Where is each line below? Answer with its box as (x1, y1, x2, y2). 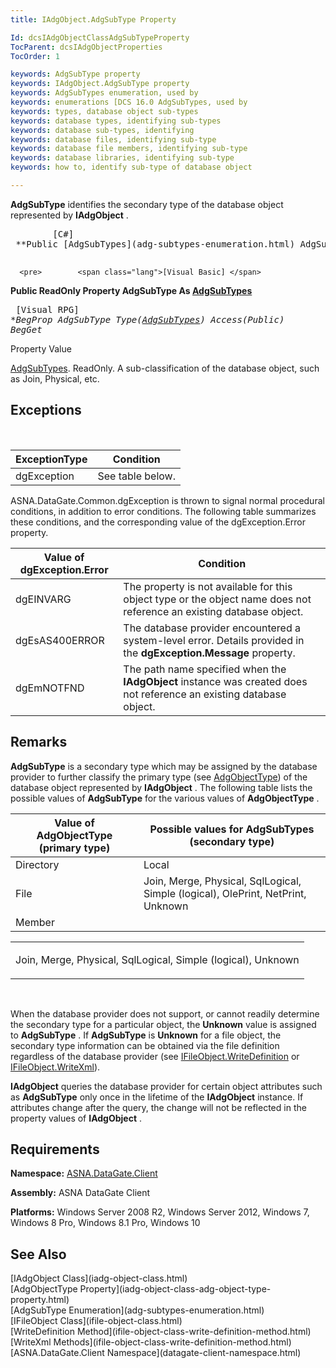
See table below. (97, 469, 176, 483)
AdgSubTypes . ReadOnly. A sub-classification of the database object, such (10, 362, 320, 374)
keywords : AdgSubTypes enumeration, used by (10, 88, 199, 98)
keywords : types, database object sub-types (10, 106, 199, 116)
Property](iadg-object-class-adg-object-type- (79, 1283, 272, 1295)
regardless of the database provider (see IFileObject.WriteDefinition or (10, 1050, 300, 1062)
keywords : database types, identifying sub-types (10, 116, 222, 126)
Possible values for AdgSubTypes (149, 822, 315, 836)
